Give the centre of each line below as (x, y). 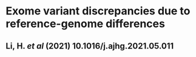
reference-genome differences (85, 24)
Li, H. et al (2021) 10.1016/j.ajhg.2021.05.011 (90, 46)
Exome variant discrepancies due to (98, 11)
